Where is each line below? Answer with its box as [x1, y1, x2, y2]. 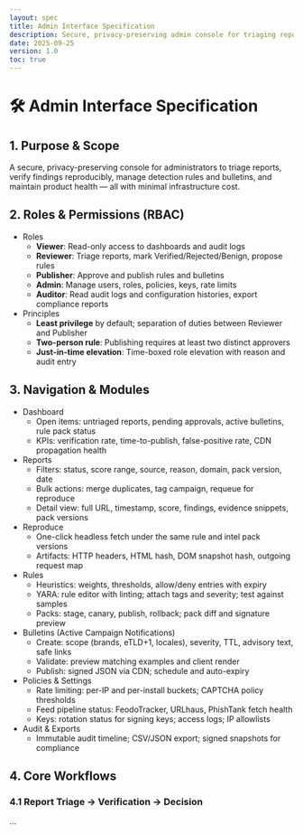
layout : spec [9, 13, 59, 23]
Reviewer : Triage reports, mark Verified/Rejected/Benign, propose [35, 250, 283, 261]
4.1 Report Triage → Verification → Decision [9, 795, 203, 808]
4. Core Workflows [9, 769, 117, 784]
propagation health [35, 445, 107, 455]
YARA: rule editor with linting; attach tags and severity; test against [35, 588, 284, 599]
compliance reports [35, 298, 109, 309]
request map [35, 559, 84, 570]
